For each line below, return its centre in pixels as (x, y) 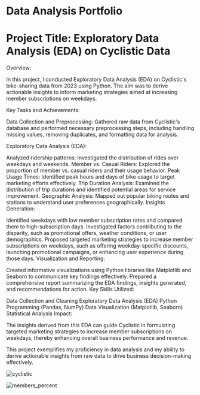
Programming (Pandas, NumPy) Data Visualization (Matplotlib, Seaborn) (95, 307)
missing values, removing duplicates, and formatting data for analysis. (92, 135)
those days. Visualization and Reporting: (56, 258)
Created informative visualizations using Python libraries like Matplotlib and (99, 270)
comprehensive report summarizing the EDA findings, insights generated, (96, 283)
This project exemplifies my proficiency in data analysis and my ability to (96, 349)
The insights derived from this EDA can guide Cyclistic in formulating (91, 325)
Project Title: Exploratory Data (83, 39)
